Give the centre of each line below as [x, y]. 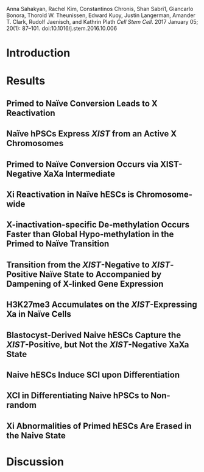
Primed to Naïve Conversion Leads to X [82, 103]
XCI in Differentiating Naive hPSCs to [78, 396]
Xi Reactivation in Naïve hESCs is [70, 194]
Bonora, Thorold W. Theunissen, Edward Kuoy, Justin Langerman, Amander [101, 15]
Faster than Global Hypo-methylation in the [90, 234]
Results [26, 81]
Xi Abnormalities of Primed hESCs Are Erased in [99, 426]
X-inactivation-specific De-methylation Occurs [98, 225]
